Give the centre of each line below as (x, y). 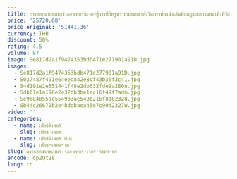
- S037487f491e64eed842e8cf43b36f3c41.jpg (77, 79)
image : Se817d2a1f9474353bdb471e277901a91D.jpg (79, 60)
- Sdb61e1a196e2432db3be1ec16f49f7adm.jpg (77, 92)
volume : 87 (23, 54)
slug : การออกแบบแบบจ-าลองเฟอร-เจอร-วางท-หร (62, 152)
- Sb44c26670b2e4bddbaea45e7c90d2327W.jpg (77, 106)
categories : (25, 118)
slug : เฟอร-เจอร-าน (45, 145)
